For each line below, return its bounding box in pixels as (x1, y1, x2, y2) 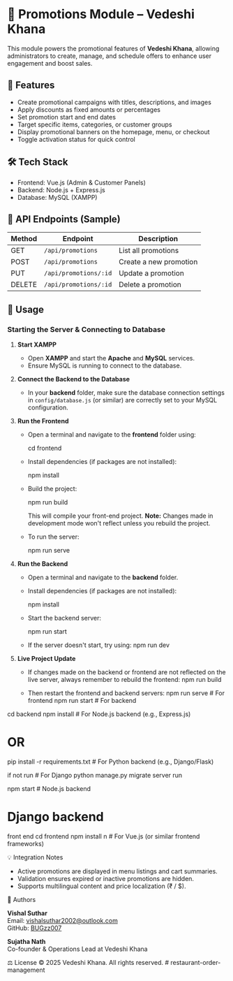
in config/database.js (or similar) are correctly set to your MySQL (27, 396, 218, 405)
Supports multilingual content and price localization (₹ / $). (17, 882, 186, 890)
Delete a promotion (118, 279, 181, 289)
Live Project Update (17, 655, 76, 663)
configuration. (27, 403, 68, 412)
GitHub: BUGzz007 (7, 924, 62, 932)
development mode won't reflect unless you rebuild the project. (27, 519, 211, 528)
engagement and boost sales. (7, 59, 93, 67)
